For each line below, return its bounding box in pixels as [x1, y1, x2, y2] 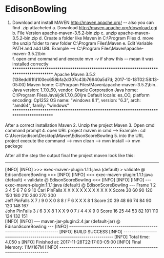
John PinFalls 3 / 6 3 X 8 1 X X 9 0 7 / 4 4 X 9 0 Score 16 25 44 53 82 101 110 [5, 208, 159, 214]
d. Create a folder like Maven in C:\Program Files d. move [39, 35, 154, 41]
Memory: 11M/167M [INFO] [5, 244, 59, 250]
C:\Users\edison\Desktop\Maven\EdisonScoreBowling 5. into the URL [5, 133, 144, 139]
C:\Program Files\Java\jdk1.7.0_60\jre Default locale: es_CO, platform [12, 92, 150, 98]
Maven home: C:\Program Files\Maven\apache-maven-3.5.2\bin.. [26, 81, 158, 87]
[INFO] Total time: [114, 234, 150, 239]
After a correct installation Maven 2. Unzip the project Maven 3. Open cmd [5, 122, 155, 128]
